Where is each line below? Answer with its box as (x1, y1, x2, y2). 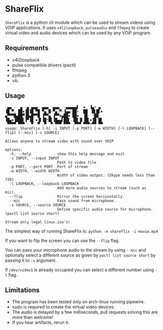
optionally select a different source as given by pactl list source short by (5, 252, 156, 258)
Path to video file (57, 160, 97, 165)
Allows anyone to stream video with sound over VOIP (5, 139, 114, 144)
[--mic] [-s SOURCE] (17, 130, 60, 135)
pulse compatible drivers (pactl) (12, 62, 76, 68)
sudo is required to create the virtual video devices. (12, 304, 115, 310)
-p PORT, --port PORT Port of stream (9, 164, 88, 169)
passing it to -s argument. (5, 257, 57, 263)
